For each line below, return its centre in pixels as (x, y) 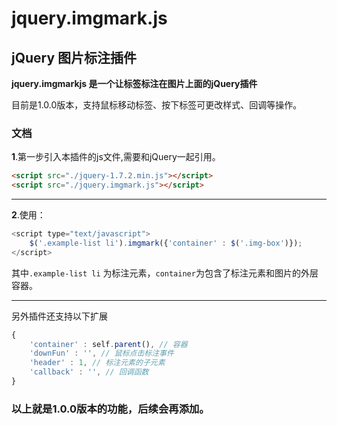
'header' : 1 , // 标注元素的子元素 (97, 363)
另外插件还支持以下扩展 (59, 316)
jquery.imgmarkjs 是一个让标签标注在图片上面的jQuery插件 (134, 83)
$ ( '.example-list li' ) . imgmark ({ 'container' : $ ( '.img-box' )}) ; (166, 243)
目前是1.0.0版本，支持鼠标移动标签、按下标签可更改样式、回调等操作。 (157, 105)
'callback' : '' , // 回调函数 (89, 372)
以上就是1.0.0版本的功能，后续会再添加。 (110, 409)
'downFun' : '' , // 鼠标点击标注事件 (101, 353)
